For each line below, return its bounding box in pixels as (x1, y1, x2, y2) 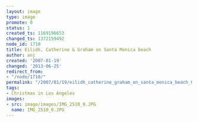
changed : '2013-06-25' (6, 63, 62, 69)
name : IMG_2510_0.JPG (11, 107, 65, 113)
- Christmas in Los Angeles (6, 90, 75, 96)
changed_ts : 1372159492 (6, 36, 65, 42)
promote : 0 (6, 19, 33, 25)
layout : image (6, 8, 41, 15)
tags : (6, 85, 19, 91)
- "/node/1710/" (6, 74, 46, 80)
